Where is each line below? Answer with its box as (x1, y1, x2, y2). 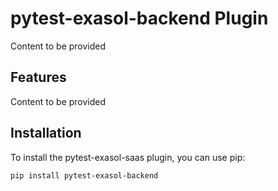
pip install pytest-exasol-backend (10, 170, 159, 181)
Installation (10, 125, 82, 142)
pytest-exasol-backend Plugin (10, 7, 269, 30)
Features (10, 69, 67, 86)
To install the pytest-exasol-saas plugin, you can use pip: (10, 151, 246, 163)
